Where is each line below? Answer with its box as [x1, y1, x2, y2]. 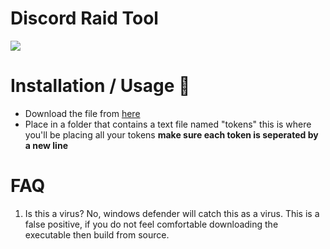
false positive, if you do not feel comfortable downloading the [24, 218, 279, 230]
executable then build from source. [24, 228, 170, 241]
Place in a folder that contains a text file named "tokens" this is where [24, 118, 312, 130]
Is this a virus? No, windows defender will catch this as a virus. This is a [24, 207, 320, 219]
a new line [24, 139, 68, 151]
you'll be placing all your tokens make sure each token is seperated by [24, 128, 319, 141]
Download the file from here [24, 107, 141, 119]
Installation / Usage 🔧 [10, 75, 191, 97]
